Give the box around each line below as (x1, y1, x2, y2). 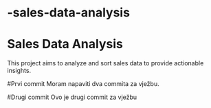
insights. (7, 67, 32, 75)
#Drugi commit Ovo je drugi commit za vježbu (7, 93, 137, 101)
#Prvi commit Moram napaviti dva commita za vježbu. (7, 80, 159, 88)
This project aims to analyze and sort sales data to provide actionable (7, 59, 204, 67)
